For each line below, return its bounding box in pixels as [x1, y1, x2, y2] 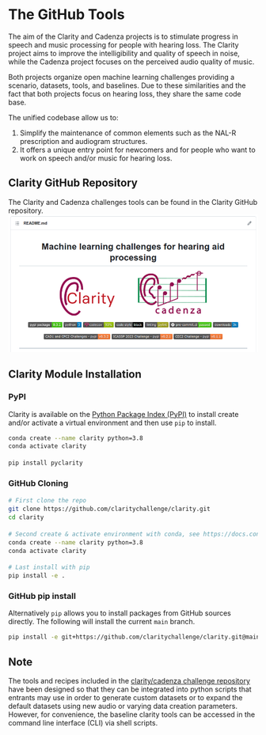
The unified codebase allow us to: [8, 112, 119, 122]
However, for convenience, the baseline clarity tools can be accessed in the [8, 710, 256, 719]
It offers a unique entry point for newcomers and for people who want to [19, 145, 256, 154]
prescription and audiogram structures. [19, 136, 148, 146]
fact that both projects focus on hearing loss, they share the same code [8, 89, 241, 98]
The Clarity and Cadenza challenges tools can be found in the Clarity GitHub [8, 197, 258, 206]
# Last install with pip [8, 563, 90, 571]
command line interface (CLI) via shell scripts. [8, 718, 158, 728]
